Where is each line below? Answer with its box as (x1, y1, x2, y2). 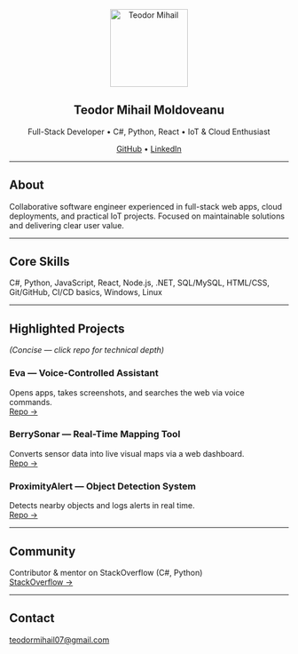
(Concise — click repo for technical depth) (9, 345, 165, 355)
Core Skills (9, 254, 70, 269)
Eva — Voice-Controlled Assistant (9, 367, 159, 379)
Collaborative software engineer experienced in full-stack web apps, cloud (9, 201, 282, 211)
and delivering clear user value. (9, 219, 124, 230)
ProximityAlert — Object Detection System (9, 480, 197, 492)
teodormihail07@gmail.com (9, 634, 110, 645)
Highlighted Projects (9, 321, 126, 336)
